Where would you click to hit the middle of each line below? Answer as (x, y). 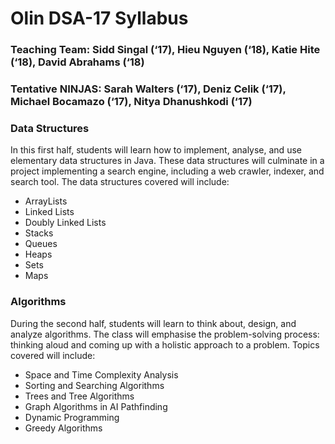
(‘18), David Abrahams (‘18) (77, 62)
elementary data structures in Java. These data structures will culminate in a (167, 161)
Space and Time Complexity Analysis (101, 374)
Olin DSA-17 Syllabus (99, 18)
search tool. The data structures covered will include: (120, 182)
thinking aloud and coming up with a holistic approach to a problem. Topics (165, 344)
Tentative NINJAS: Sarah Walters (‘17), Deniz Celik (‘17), (148, 89)
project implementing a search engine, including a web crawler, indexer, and (167, 171)
